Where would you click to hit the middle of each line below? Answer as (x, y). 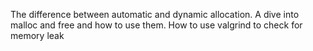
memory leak (37, 35)
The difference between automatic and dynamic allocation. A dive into (155, 14)
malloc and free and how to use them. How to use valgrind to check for (156, 25)
